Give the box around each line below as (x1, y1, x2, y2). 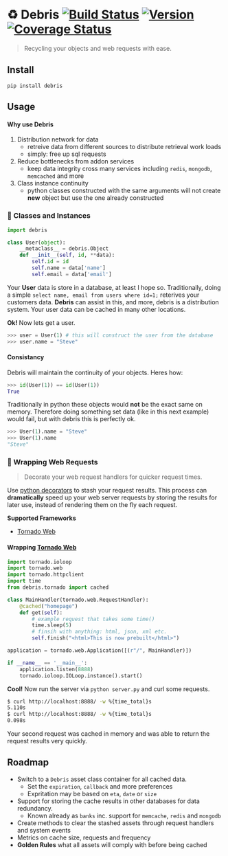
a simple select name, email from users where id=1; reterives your (7, 291, 200, 299)
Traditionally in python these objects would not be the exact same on (7, 401, 203, 409)
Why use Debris (7, 120, 54, 128)
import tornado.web (7, 565, 63, 572)
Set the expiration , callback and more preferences (27, 782, 173, 790)
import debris (7, 227, 48, 234)
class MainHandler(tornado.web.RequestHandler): (7, 596, 149, 603)
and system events (16, 826, 71, 834)
